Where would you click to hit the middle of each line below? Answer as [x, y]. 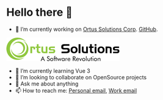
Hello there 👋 [40, 12]
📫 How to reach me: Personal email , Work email [76, 90]
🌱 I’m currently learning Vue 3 [53, 71]
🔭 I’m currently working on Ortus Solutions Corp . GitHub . [86, 29]
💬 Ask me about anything [47, 84]
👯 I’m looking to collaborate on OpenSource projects [81, 77]
